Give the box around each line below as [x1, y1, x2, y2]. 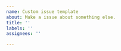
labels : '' [6, 25, 33, 31]
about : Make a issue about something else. [6, 14, 116, 20]
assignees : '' [6, 31, 42, 37]
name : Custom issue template [6, 8, 79, 15]
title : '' [6, 20, 31, 26]
